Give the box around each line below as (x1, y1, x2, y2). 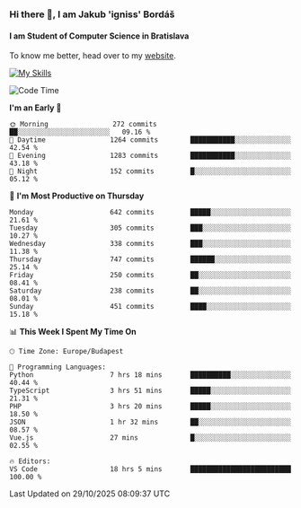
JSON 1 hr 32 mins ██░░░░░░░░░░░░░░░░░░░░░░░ (9, 417, 292, 427)
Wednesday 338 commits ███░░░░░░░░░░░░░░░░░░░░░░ (9, 240, 292, 249)
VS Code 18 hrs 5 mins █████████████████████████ (9, 465, 292, 474)
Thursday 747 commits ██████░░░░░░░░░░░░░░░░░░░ (9, 255, 292, 264)
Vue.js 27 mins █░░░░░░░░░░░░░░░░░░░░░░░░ (9, 434, 292, 442)
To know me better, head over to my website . (9, 50, 177, 61)
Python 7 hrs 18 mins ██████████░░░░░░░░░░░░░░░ (9, 371, 292, 380)
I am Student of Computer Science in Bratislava (9, 31, 190, 41)
